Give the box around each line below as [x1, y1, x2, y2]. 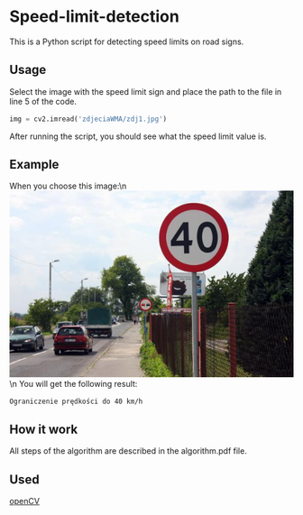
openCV [9, 496, 41, 507]
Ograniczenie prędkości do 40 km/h [9, 397, 143, 407]
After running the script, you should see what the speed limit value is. [9, 131, 267, 142]
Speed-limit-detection [9, 6, 180, 27]
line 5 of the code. [9, 96, 78, 106]
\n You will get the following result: [9, 379, 138, 390]
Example [9, 157, 60, 172]
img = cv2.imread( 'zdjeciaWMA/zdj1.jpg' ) [9, 115, 168, 124]
